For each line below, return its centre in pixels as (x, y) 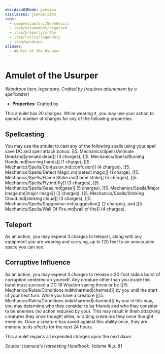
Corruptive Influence (38, 262)
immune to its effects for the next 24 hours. (49, 327)
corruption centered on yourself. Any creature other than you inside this (78, 279)
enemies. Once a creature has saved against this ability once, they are (76, 321)
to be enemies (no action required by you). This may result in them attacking (82, 311)
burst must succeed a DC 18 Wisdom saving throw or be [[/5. (67, 285)
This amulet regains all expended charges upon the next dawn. (69, 336)
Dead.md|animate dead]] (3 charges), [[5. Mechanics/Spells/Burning (75, 157)
